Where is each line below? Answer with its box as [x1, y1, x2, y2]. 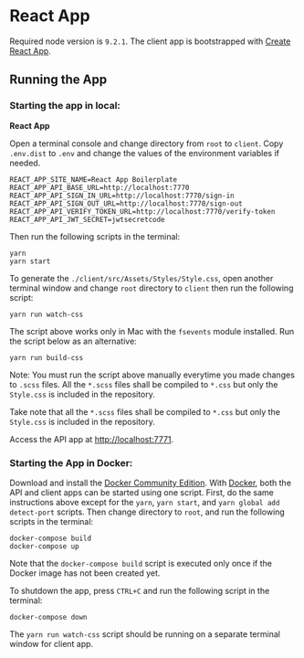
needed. [9, 157, 41, 168]
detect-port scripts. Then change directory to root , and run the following [9, 506, 285, 517]
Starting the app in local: [9, 100, 121, 112]
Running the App [9, 72, 108, 88]
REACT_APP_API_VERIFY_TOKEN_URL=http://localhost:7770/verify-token [9, 207, 276, 216]
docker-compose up [9, 541, 79, 551]
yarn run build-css [9, 353, 84, 362]
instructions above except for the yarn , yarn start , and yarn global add [9, 496, 280, 507]
